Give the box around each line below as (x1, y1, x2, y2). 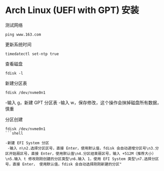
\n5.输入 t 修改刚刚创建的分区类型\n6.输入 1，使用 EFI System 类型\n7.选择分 (5, 156, 156, 161)
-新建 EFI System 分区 (5, 140, 49, 145)
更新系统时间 (5, 41, 31, 47)
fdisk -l (5, 70, 23, 75)
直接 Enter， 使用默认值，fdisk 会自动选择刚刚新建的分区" (12, 161, 122, 166)
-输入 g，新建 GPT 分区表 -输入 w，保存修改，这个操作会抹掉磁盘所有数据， (5, 99, 162, 105)
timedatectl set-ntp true (5, 51, 59, 56)
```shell (5, 130, 23, 135)
